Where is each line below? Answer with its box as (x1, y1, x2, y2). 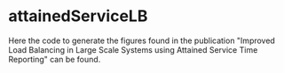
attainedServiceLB (8, 6, 148, 26)
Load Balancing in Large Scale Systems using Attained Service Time (8, 44, 258, 55)
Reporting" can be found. (8, 54, 101, 64)
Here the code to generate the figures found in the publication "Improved (8, 35, 276, 46)
